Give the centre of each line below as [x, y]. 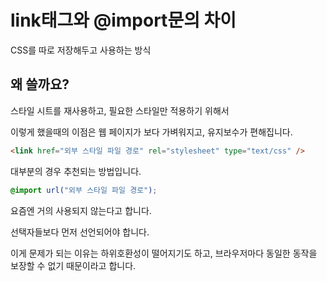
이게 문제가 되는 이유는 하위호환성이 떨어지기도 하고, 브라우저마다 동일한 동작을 [164, 253]
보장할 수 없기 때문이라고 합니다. [73, 265]
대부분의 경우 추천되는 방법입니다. [76, 171]
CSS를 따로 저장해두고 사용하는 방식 [81, 50]
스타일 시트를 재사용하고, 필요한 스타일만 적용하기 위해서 [120, 110]
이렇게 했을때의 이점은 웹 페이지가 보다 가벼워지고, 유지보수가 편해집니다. [151, 132]
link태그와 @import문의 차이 [123, 20]
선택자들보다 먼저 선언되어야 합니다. [80, 232]
